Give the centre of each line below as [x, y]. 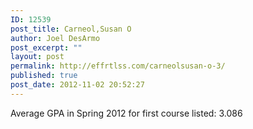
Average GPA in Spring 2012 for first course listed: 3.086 [126, 113]
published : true [44, 76]
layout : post [37, 57]
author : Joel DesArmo [55, 38]
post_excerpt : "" [46, 47]
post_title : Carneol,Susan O [71, 29]
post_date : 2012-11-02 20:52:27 [77, 85]
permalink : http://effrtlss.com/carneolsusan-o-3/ [118, 66]
